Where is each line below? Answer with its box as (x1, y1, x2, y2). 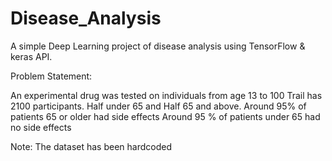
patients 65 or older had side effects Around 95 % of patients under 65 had (10, 110, 321, 122)
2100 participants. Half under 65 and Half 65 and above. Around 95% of (10, 100, 307, 112)
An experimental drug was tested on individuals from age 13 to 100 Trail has (10, 89, 323, 101)
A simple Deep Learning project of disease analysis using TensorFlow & (10, 40, 306, 52)
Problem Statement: (10, 70, 93, 82)
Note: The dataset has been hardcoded (10, 140, 172, 152)
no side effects (10, 121, 72, 133)
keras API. (10, 50, 53, 62)
